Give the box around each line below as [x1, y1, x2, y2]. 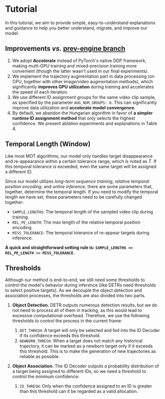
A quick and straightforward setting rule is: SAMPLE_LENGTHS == [5, 244, 133, 250]
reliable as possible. [19, 354, 60, 360]
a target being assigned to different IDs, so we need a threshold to [12, 368, 146, 374]
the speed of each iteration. [12, 89, 69, 95]
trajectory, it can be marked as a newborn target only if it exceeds [19, 343, 153, 349]
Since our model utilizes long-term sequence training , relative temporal [5, 178, 149, 184]
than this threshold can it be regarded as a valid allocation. [19, 388, 138, 395]
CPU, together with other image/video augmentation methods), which [12, 78, 153, 84]
